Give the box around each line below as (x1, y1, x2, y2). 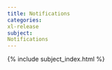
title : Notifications (7, 10, 71, 17)
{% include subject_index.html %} (7, 55, 105, 63)
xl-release (7, 23, 39, 30)
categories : (7, 17, 42, 24)
